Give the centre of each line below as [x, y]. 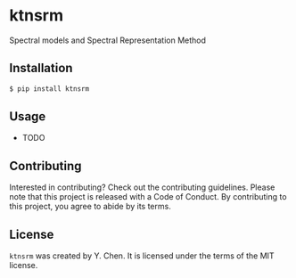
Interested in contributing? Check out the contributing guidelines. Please [142, 187]
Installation [41, 68]
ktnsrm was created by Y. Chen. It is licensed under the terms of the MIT [142, 256]
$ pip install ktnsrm [49, 89]
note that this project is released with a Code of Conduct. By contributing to [148, 197]
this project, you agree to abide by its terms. [90, 207]
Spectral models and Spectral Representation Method [108, 40]
